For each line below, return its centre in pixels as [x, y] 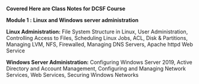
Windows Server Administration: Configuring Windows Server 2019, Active [99, 62]
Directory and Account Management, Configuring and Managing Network [96, 69]
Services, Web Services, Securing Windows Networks [72, 75]
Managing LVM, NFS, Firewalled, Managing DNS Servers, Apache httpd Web [99, 44]
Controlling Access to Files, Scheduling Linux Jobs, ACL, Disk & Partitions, [97, 38]
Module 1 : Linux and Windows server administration [72, 20]
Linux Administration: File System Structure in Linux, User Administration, [97, 32]
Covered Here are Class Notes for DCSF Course [66, 9]
